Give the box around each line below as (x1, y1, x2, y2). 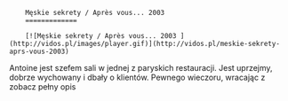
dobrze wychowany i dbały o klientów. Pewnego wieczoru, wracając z (9, 72, 266, 82)
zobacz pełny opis (9, 82, 76, 92)
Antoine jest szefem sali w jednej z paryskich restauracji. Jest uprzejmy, (9, 63, 273, 73)
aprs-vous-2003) (9, 47, 69, 56)
